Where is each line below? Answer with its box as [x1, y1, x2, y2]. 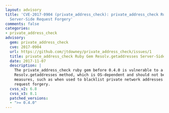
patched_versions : [10, 95, 49, 100]
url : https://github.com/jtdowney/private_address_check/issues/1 [10, 49, 152, 54]
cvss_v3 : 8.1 [10, 91, 37, 96]
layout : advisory [5, 7, 42, 12]
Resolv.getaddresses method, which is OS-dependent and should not [14, 72, 158, 77]
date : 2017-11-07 [10, 58, 46, 63]
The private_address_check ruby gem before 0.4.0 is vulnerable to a [14, 68, 163, 73]
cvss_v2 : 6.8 [10, 86, 37, 91]
